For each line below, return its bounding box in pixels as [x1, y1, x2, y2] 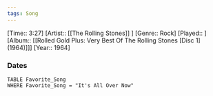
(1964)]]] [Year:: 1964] [7, 43, 70, 51]
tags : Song [7, 10, 39, 17]
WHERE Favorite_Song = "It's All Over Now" [7, 82, 134, 89]
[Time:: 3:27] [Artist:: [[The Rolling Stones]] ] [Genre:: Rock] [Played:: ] [7, 29, 207, 37]
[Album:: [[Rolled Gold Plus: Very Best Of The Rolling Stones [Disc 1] [7, 36, 201, 45]
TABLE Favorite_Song [7, 76, 67, 83]
